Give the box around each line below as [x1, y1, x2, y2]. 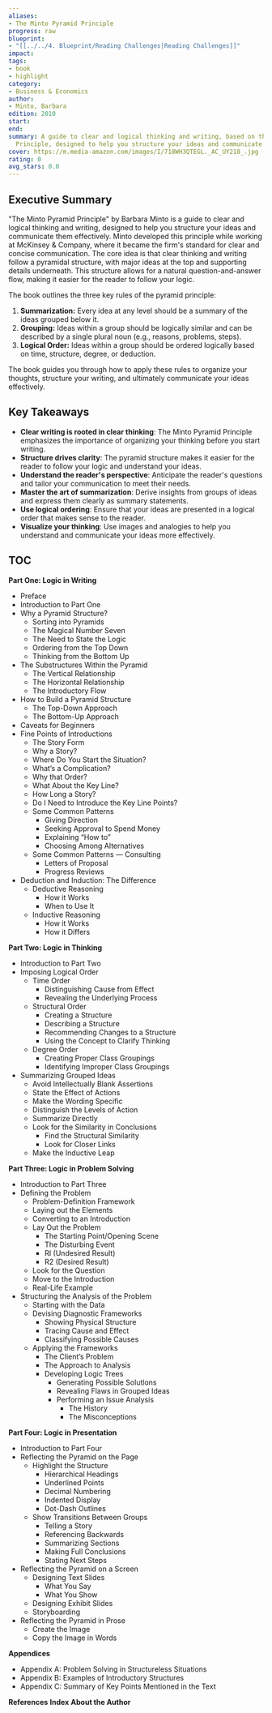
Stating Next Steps [44, 1555, 108, 1565]
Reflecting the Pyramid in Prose [19, 1615, 125, 1625]
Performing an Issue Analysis [56, 1394, 155, 1404]
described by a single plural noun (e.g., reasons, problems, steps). [19, 332, 242, 341]
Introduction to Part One [19, 599, 101, 609]
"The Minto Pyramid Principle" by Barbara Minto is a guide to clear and [8, 214, 244, 224]
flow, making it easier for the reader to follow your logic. [8, 274, 195, 284]
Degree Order [32, 1044, 79, 1054]
